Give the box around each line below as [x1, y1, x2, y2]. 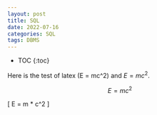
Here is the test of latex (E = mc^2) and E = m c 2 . [7, 70, 150, 80]
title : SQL [7, 17, 40, 24]
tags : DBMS [7, 37, 40, 44]
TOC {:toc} [17, 56, 50, 65]
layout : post [7, 10, 46, 18]
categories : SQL [7, 30, 56, 38]
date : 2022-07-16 [7, 23, 59, 31]
